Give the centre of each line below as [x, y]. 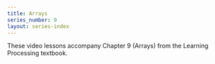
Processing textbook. [37, 53]
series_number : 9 [32, 20]
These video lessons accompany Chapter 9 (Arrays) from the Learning [108, 46]
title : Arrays [28, 13]
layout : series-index [38, 26]
